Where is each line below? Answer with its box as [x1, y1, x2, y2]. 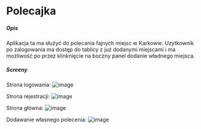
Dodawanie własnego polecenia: [6, 116, 87, 124]
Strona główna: [6, 104, 44, 112]
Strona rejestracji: [6, 93, 50, 100]
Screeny [6, 66, 28, 73]
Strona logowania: [6, 81, 51, 88]
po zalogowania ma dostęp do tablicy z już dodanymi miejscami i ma [6, 46, 176, 53]
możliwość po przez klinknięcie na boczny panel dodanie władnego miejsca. [6, 52, 195, 59]
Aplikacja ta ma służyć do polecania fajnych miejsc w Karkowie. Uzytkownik [6, 40, 194, 47]
